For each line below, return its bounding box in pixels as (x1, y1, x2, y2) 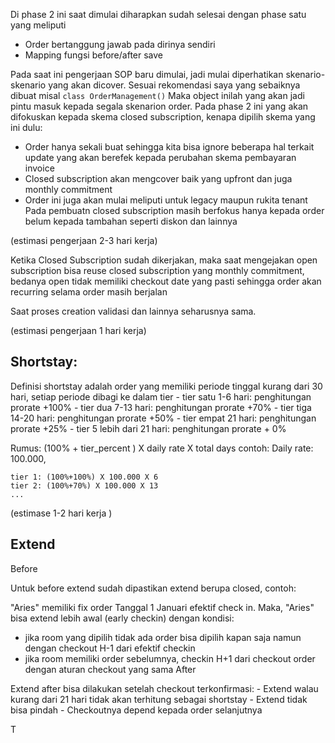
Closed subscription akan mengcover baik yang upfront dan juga (24, 173, 293, 184)
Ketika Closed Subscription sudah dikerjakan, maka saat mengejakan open (10, 254, 318, 266)
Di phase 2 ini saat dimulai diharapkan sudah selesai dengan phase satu (10, 9, 307, 20)
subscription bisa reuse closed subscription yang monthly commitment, (10, 265, 305, 276)
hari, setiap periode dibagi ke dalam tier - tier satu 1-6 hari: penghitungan (10, 390, 312, 403)
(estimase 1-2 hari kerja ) (10, 507, 113, 519)
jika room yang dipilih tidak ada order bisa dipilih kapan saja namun (24, 631, 302, 643)
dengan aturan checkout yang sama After (24, 663, 197, 675)
